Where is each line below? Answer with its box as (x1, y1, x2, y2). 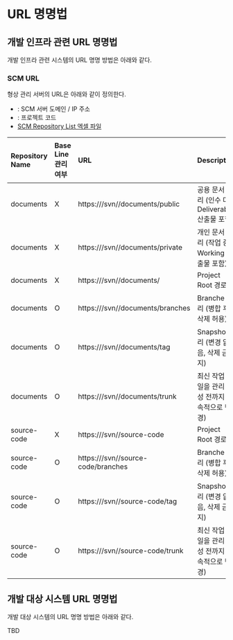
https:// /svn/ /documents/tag (78, 343, 171, 352)
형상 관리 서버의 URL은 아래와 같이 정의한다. (7, 90, 126, 98)
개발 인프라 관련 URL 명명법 (7, 36, 118, 48)
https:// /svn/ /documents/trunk (78, 392, 177, 401)
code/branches (78, 462, 128, 472)
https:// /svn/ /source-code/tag (78, 496, 178, 506)
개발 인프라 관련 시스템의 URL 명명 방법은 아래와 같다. (7, 56, 153, 64)
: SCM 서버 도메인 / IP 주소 (17, 105, 91, 113)
